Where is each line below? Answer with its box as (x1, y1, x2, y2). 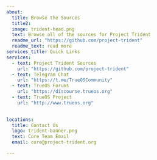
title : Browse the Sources (12, 15, 80, 21)
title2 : (12, 20, 32, 26)
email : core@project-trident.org (12, 139, 97, 145)
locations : (6, 117, 34, 123)
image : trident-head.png (12, 26, 75, 32)
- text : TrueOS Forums (12, 83, 69, 89)
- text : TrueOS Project (12, 94, 72, 100)
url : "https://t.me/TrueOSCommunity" (17, 77, 113, 83)
